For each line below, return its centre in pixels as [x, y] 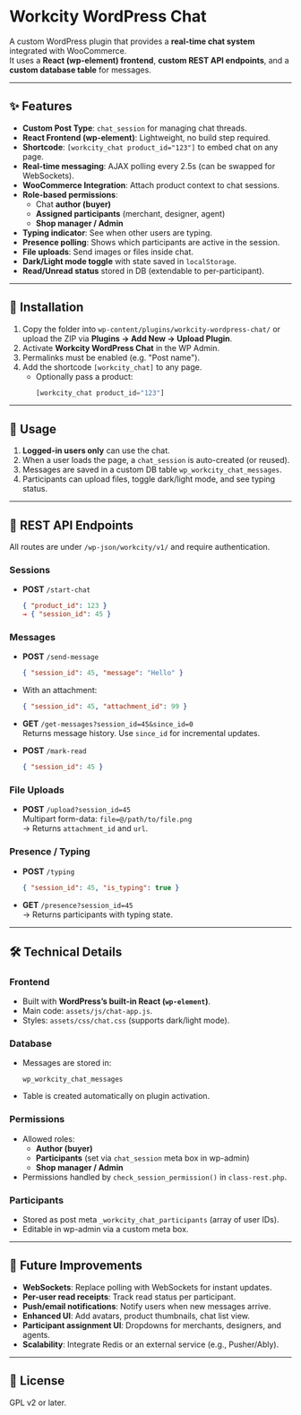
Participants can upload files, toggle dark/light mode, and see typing [149, 479]
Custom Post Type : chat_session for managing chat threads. [135, 128]
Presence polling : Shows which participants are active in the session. [151, 242]
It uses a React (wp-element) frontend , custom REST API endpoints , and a [149, 60]
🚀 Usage [33, 429]
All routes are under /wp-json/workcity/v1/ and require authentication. [140, 547]
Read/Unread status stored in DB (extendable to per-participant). [143, 270]
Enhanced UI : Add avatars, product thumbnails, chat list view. [136, 1316]
